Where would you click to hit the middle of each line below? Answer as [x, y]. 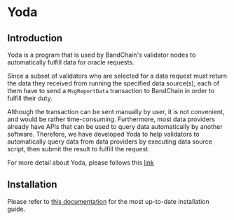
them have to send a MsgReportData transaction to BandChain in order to [111, 91]
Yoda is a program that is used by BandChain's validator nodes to [102, 55]
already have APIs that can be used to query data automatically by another [115, 126]
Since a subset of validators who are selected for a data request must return [117, 76]
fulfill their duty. [30, 98]
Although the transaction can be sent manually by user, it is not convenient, [116, 112]
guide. [16, 209]
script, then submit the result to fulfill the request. [78, 149]
